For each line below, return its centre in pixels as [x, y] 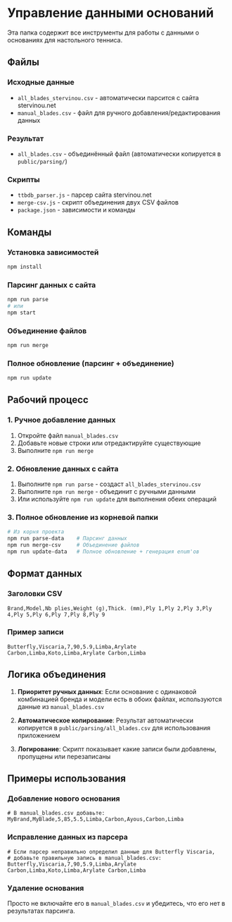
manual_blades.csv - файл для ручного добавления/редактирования [119, 113]
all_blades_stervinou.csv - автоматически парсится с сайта [108, 97]
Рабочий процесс [48, 400]
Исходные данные [41, 83]
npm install [25, 267]
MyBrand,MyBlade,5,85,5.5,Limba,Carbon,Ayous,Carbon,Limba [96, 820]
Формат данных [45, 574]
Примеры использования [67, 778]
